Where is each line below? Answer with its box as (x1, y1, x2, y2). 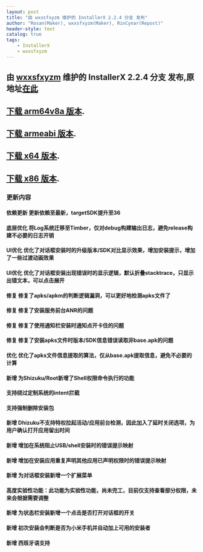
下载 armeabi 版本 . (6, 128, 77, 139)
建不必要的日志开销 (6, 231, 54, 239)
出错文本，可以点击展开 (6, 277, 65, 284)
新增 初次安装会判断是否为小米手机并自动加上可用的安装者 (6, 524, 151, 531)
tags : (6, 37, 20, 43)
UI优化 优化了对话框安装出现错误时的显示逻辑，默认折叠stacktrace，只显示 (6, 269, 195, 276)
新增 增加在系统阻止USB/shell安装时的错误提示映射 (6, 441, 134, 448)
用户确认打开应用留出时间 (6, 427, 70, 434)
